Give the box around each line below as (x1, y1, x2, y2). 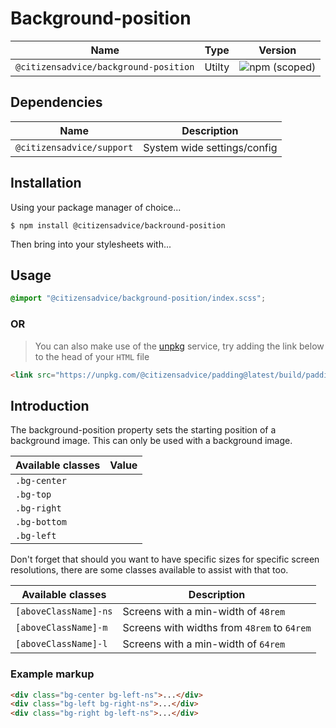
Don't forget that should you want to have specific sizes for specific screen (10, 553, 320, 566)
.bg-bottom (15, 517, 67, 528)
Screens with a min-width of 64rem (122, 637, 286, 651)
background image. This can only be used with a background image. (10, 435, 293, 447)
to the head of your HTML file (34, 350, 150, 362)
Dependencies (10, 94, 103, 111)
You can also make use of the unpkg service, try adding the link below (34, 340, 325, 352)
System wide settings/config (143, 140, 278, 154)
